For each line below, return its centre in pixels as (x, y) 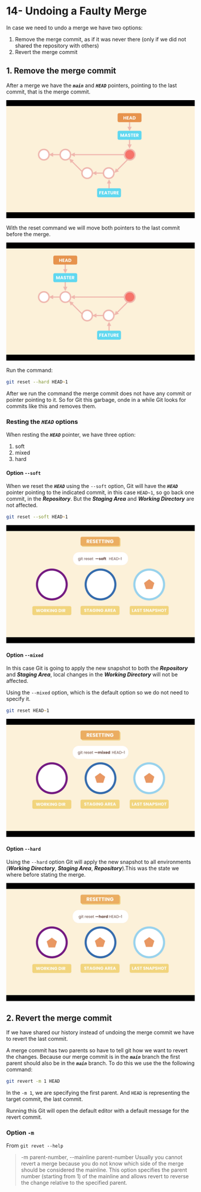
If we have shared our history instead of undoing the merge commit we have (100, 1033)
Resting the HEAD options (42, 422)
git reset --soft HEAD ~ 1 (37, 517)
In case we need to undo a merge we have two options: (74, 28)
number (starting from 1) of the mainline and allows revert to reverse (105, 1176)
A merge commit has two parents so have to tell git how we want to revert (97, 1050)
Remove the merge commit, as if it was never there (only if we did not (100, 39)
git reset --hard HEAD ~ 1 (37, 382)
